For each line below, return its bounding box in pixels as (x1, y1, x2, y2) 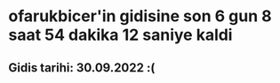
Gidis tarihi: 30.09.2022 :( (8, 60, 156, 75)
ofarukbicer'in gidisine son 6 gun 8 (8, 6, 272, 26)
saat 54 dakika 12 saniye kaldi (8, 25, 233, 45)
